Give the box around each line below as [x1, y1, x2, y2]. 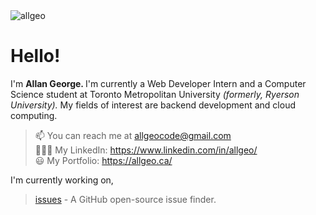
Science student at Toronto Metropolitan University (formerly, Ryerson [10, 88, 300, 100]
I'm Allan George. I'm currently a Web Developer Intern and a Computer [10, 77, 307, 89]
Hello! [10, 45, 61, 68]
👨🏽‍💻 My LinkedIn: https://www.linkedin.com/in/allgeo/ [34, 144, 258, 156]
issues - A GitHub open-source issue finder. [34, 193, 217, 205]
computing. [10, 109, 58, 121]
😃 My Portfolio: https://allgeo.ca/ [34, 154, 173, 166]
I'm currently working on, [10, 174, 114, 186]
